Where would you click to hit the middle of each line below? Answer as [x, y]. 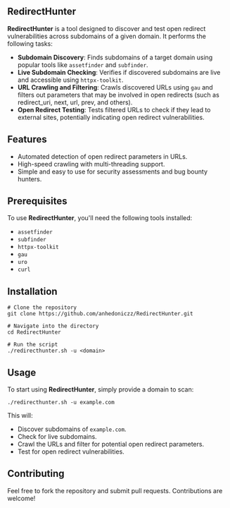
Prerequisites [37, 201]
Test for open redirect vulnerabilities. [71, 452]
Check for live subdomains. [57, 437]
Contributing [36, 474]
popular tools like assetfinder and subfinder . [83, 65]
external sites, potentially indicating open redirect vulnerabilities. [111, 117]
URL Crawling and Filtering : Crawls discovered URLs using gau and [115, 87]
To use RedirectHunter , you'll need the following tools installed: [100, 218]
